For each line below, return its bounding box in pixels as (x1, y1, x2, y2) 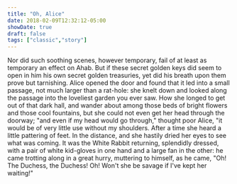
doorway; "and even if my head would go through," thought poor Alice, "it (7, 116, 223, 125)
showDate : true (7, 23, 53, 30)
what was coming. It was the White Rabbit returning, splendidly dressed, (7, 139, 219, 147)
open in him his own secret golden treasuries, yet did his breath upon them (7, 71, 227, 80)
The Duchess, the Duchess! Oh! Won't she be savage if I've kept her (7, 161, 207, 170)
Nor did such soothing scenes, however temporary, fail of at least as (7, 56, 207, 64)
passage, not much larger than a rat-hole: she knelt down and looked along (7, 86, 227, 95)
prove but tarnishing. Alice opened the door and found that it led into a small (7, 79, 231, 87)
